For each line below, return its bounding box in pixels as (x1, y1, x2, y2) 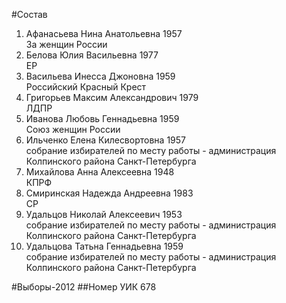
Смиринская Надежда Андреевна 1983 (25, 187, 194, 199)
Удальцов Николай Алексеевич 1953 (25, 209, 183, 220)
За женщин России (25, 39, 108, 50)
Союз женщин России (25, 124, 121, 135)
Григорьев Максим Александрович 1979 (25, 92, 199, 103)
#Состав (11, 9, 48, 20)
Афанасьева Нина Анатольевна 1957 (25, 28, 183, 39)
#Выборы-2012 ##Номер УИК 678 (11, 281, 157, 293)
